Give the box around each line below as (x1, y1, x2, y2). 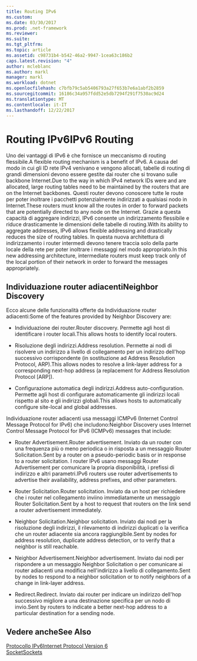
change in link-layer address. (14, 580, 85, 587)
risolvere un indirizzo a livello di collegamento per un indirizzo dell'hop (14, 348, 186, 355)
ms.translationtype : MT (6, 96, 65, 102)
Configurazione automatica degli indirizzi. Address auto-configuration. (14, 385, 184, 392)
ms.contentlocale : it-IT (6, 101, 67, 108)
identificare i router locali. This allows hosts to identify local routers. (14, 330, 178, 338)
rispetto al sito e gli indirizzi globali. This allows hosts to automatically (14, 397, 182, 404)
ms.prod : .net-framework (6, 25, 67, 31)
